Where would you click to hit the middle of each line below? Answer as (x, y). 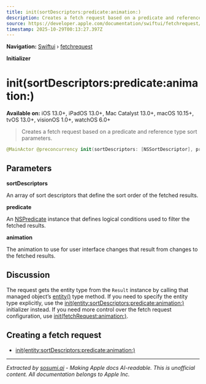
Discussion (28, 275)
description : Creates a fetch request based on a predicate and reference (104, 18)
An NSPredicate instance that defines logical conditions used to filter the (98, 219)
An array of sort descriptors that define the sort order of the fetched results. (102, 195)
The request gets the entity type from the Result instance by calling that (97, 290)
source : (16, 23)
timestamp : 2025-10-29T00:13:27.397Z (55, 29)
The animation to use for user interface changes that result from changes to (102, 249)
